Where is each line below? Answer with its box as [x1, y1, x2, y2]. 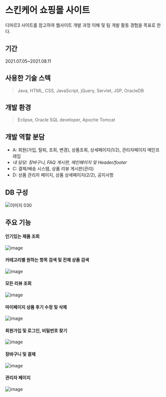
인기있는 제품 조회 [5, 233, 40, 239]
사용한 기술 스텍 [5, 74, 51, 83]
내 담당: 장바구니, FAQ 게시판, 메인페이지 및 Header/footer [12, 159, 127, 165]
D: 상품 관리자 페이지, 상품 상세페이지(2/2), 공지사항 [12, 172, 114, 178]
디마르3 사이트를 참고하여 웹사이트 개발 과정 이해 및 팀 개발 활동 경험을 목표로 [5, 22, 156, 28]
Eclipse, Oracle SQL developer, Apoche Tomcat [17, 117, 115, 123]
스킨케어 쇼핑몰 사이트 [5, 5, 90, 16]
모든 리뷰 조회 [5, 280, 31, 286]
